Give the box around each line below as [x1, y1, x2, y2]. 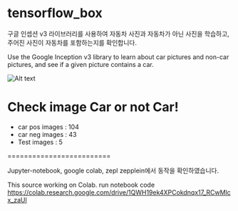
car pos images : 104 [17, 123, 80, 131]
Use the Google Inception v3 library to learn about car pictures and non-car [7, 52, 229, 61]
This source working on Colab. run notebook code [7, 180, 155, 189]
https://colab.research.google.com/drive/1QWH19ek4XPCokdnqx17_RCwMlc [7, 187, 232, 197]
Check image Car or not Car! [7, 99, 180, 115]
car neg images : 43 [17, 130, 77, 138]
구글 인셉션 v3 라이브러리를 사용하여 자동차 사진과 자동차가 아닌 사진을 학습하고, [7, 29, 229, 38]
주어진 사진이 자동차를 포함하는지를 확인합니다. [7, 38, 138, 47]
